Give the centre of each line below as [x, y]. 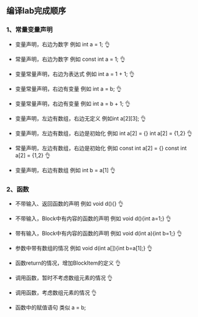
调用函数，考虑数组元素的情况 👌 [56, 292]
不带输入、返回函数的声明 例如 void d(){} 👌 [69, 203]
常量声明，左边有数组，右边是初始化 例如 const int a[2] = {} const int [101, 148]
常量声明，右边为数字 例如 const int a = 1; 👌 [70, 59]
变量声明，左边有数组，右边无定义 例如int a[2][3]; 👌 [80, 118]
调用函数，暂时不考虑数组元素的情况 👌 [64, 277]
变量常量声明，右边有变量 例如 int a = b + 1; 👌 [73, 103]
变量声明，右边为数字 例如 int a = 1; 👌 [63, 44]
